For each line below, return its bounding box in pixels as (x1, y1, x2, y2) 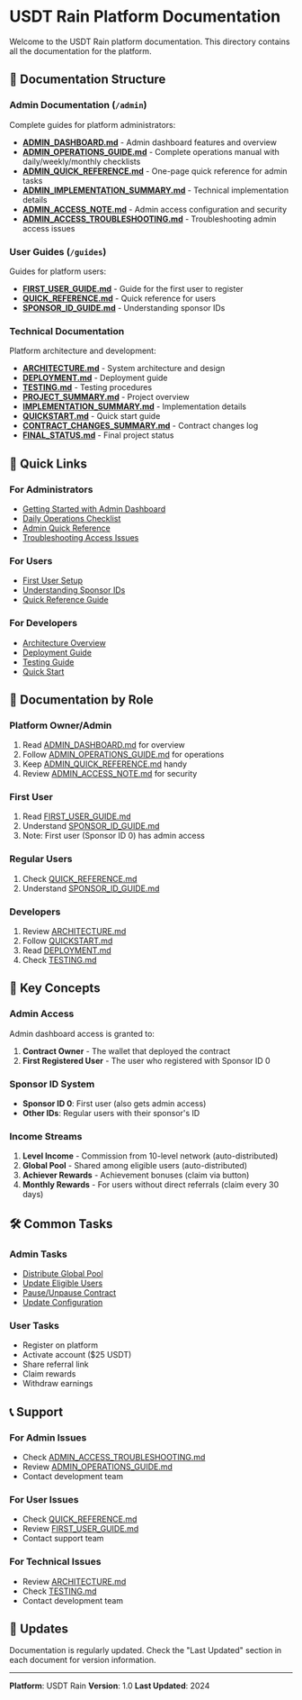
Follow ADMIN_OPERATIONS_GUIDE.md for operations (22, 750, 225, 760)
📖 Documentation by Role (9, 692, 155, 707)
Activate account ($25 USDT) (22, 1350, 132, 1360)
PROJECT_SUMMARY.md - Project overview (22, 392, 191, 403)
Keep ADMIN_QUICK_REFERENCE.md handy (22, 759, 187, 769)
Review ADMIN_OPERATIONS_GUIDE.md (22, 1461, 173, 1472)
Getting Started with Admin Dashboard (22, 503, 166, 514)
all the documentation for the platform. (9, 45, 152, 56)
